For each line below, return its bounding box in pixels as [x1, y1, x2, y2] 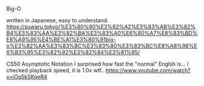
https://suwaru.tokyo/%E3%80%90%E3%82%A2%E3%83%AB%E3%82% [6, 23, 196, 30]
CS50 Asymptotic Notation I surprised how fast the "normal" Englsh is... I [6, 60, 189, 67]
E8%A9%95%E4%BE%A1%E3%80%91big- [6, 36, 117, 43]
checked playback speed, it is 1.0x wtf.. [6, 67, 104, 74]
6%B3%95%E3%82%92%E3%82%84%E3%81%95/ [6, 49, 140, 56]
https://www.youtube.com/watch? [105, 67, 191, 74]
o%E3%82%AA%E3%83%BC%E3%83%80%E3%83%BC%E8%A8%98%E [6, 42, 197, 49]
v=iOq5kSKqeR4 [6, 73, 47, 80]
